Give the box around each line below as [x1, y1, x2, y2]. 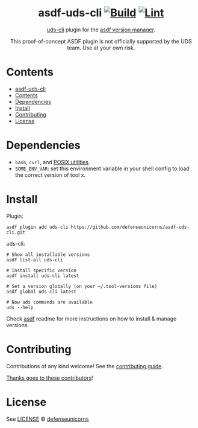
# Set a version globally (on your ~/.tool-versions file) [6, 283, 158, 289]
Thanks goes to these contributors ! [6, 374, 93, 382]
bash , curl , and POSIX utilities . [14, 158, 90, 165]
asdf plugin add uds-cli [6, 224, 69, 230]
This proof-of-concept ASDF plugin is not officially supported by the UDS [10, 37, 193, 45]
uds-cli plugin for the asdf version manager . [47, 26, 155, 33]
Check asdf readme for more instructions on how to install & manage [6, 315, 177, 322]
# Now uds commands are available [6, 299, 93, 305]
